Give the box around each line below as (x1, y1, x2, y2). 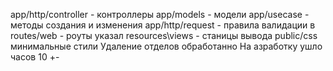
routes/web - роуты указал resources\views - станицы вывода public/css (10, 30, 318, 41)
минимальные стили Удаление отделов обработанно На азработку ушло (10, 40, 323, 52)
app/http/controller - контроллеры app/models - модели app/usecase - (10, 9, 310, 20)
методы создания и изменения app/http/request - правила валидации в (10, 19, 316, 31)
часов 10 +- (10, 51, 60, 63)
